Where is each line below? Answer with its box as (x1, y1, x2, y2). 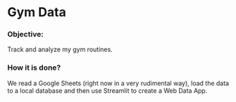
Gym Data (7, 4, 67, 20)
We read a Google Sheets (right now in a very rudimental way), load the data (7, 79, 230, 87)
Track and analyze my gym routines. (7, 45, 113, 53)
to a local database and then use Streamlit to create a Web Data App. (7, 86, 208, 95)
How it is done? (7, 63, 61, 72)
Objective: (7, 30, 44, 39)
